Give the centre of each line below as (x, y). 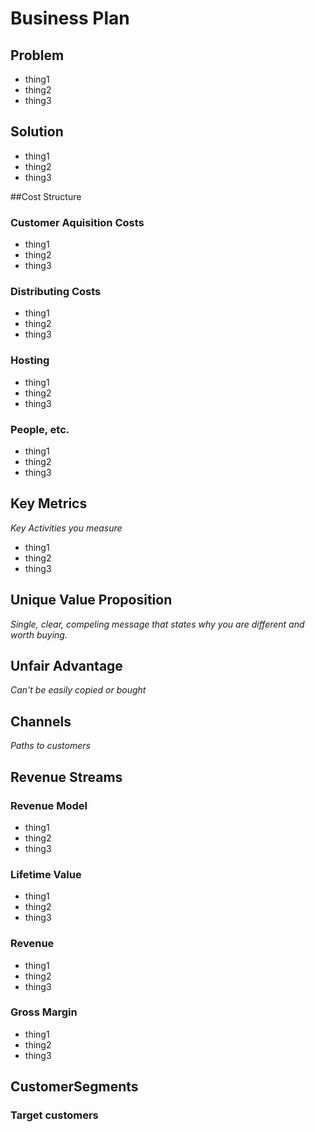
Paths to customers (50, 746)
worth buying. (39, 634)
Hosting (30, 360)
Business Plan (70, 18)
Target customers (54, 1115)
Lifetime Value (46, 874)
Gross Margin (44, 1012)
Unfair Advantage (66, 666)
